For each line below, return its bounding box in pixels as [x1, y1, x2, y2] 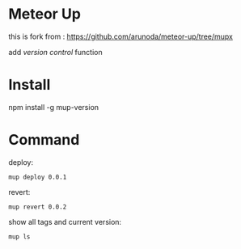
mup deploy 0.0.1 [8, 173, 67, 181]
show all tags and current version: [8, 217, 122, 226]
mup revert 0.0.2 [8, 203, 67, 211]
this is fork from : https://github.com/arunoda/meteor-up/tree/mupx [8, 32, 233, 41]
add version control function [8, 47, 103, 57]
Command [8, 131, 80, 150]
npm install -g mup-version [8, 102, 99, 112]
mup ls [8, 232, 31, 241]
